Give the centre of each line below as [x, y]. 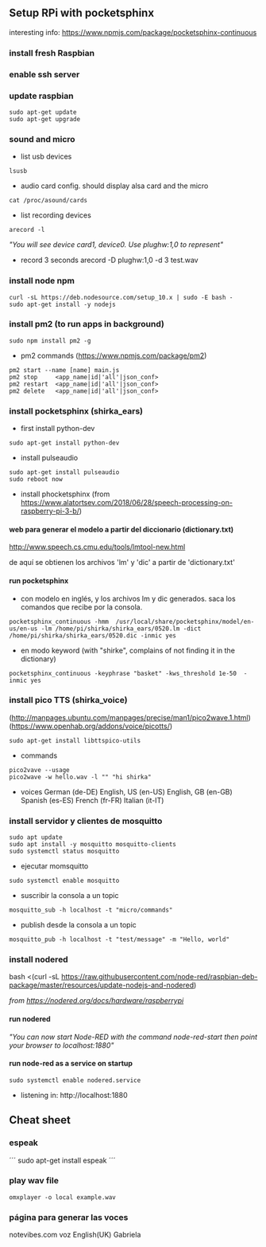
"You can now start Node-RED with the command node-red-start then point [133, 1037]
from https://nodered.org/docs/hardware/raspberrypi [96, 1001]
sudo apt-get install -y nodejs [62, 304]
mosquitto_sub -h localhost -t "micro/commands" [91, 910]
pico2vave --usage [39, 770]
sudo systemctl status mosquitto [64, 852]
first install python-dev [58, 429]
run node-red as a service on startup [71, 1064]
